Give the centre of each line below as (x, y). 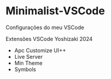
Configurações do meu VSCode (45, 27)
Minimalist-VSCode (55, 11)
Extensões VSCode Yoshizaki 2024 (49, 39)
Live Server (28, 56)
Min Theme (28, 63)
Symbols (25, 69)
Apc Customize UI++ (40, 50)
